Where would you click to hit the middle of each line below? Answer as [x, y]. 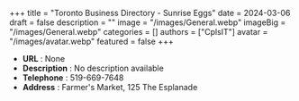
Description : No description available [93, 68]
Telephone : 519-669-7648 [73, 78]
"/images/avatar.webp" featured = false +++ [91, 41]
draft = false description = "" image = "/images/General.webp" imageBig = [148, 22]
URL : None [44, 59]
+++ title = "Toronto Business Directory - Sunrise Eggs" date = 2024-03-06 [150, 13]
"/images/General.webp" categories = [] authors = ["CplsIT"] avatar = [139, 32]
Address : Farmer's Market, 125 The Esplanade [110, 87]
